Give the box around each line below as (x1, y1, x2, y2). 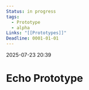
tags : (6, 14, 19, 20)
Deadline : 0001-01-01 (6, 35, 59, 41)
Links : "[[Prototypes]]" (6, 30, 67, 36)
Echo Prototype (6, 72, 83, 85)
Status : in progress (6, 8, 57, 15)
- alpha (11, 24, 30, 31)
